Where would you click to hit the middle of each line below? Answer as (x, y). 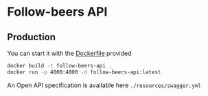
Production (32, 37)
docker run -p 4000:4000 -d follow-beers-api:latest (84, 72)
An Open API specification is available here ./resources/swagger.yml (104, 85)
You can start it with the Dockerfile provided (69, 53)
